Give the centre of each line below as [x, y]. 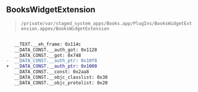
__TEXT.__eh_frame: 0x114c [48, 44]
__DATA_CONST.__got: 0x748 [48, 55]
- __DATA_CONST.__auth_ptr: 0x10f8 [52, 61]
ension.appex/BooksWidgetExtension [65, 28]
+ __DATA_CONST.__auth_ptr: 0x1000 [52, 66]
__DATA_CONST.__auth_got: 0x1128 [55, 50]
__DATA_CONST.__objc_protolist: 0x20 [61, 83]
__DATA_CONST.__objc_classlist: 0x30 [61, 77]
